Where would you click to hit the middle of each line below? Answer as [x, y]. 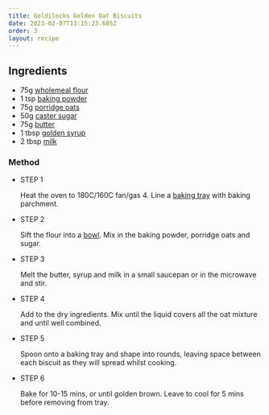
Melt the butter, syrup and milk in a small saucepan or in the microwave [138, 275]
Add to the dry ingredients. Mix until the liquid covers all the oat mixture [139, 314]
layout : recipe [34, 38]
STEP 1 [31, 180]
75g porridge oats [50, 107]
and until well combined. [61, 323]
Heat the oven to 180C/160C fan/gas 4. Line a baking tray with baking [135, 195]
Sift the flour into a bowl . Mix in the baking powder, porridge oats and [135, 235]
